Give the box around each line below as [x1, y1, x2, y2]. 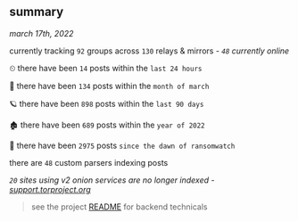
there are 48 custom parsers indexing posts [9, 157, 169, 168]
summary [9, 4, 64, 20]
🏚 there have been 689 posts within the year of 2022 [9, 119, 205, 130]
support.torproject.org [9, 184, 91, 194]
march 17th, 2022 [9, 28, 74, 38]
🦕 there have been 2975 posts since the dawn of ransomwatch [9, 140, 236, 151]
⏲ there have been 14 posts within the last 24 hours [9, 62, 203, 73]
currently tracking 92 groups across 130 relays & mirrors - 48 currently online [9, 45, 290, 56]
